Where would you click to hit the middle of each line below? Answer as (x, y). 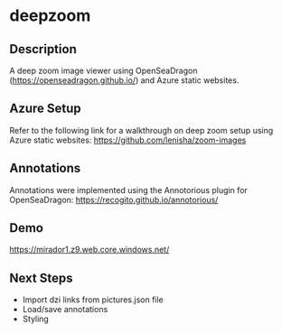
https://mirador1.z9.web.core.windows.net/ (89, 250)
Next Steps (41, 277)
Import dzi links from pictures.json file (93, 300)
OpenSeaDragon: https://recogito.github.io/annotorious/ (114, 199)
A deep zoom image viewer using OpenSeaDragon (103, 70)
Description (43, 49)
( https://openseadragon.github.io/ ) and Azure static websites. (124, 80)
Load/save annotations (65, 310)
